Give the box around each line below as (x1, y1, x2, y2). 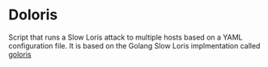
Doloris (8, 6, 58, 24)
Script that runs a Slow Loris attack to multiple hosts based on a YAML (8, 32, 243, 42)
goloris (8, 49, 32, 59)
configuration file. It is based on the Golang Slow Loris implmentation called (8, 40, 261, 50)
